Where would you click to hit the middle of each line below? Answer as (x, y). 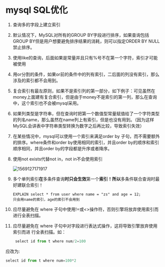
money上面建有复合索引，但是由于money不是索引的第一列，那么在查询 (85, 97)
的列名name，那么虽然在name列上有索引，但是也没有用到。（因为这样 (83, 120)
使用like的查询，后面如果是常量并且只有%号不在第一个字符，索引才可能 (85, 57)
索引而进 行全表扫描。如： (39, 232)
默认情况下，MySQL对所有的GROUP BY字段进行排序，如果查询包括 (81, 35)
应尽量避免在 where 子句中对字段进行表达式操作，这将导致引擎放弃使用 (85, 226)
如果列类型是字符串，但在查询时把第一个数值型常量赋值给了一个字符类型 (86, 113)
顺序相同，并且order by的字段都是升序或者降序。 (62, 148)
